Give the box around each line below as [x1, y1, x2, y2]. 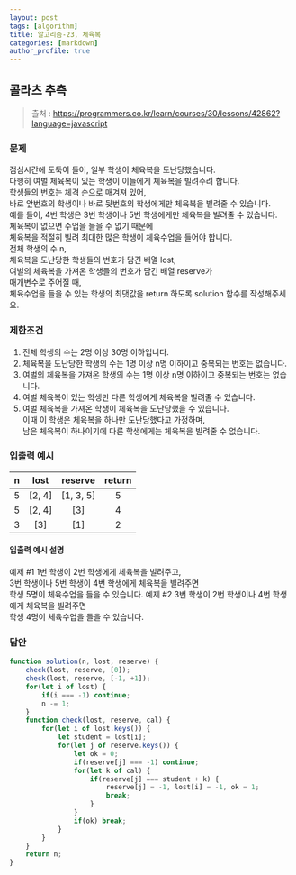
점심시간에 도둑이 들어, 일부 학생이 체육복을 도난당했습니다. [9, 164, 216, 176]
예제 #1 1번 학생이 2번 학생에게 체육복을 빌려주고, [9, 567, 182, 578]
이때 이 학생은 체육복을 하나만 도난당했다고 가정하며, [22, 414, 205, 424]
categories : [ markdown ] [9, 38, 99, 48]
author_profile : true [9, 47, 91, 56]
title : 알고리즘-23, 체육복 [9, 30, 102, 39]
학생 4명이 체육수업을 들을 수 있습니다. [9, 612, 144, 623]
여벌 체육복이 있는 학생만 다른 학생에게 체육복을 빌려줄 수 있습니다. [22, 391, 256, 402]
